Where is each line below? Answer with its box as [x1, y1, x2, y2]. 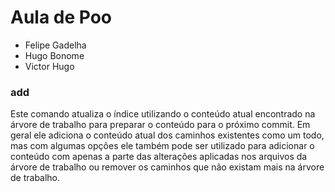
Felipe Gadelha [24, 39, 87, 51]
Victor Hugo [24, 60, 75, 72]
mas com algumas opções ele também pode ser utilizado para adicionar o [10, 140, 315, 152]
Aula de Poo [10, 6, 113, 29]
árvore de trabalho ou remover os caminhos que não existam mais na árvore [10, 161, 325, 173]
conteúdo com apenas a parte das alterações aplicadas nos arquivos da [10, 151, 308, 163]
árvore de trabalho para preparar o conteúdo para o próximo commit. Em [10, 119, 311, 131]
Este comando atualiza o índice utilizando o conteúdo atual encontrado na [10, 108, 316, 120]
